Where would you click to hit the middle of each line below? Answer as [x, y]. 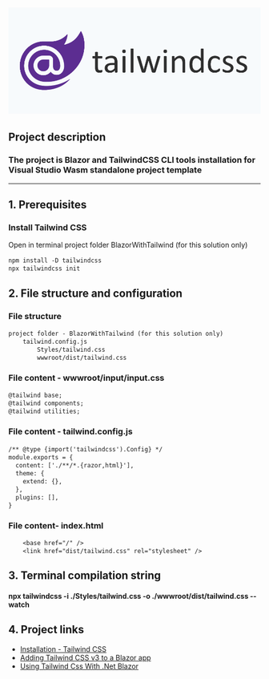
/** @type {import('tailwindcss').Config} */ [85, 449]
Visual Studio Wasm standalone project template [105, 170]
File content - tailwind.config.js [71, 431]
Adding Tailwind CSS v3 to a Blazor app [85, 657]
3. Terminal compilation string [85, 576]
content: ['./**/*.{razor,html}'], [75, 465]
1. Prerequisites [48, 205]
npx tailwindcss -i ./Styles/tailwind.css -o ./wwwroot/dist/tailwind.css [128, 596]
